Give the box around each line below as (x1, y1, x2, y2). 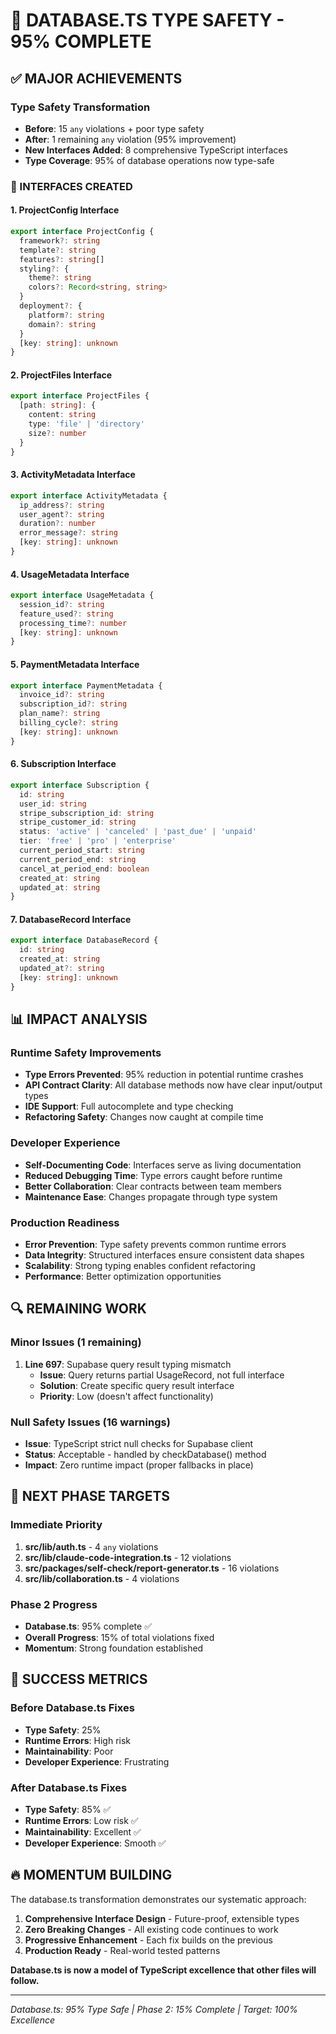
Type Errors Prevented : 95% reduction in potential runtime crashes (24, 1069, 304, 1081)
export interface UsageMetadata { (10, 590, 155, 601)
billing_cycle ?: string (19, 718, 118, 728)
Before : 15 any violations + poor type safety (24, 122, 205, 134)
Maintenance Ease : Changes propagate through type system (24, 1190, 278, 1203)
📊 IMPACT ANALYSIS (10, 1011, 148, 1028)
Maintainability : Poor (24, 1745, 114, 1757)
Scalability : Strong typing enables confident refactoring (24, 1260, 256, 1271)
